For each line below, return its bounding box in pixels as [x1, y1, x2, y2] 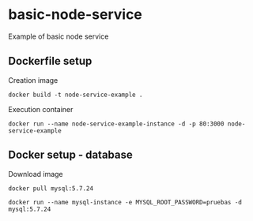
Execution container [8, 104, 74, 114]
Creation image [8, 75, 59, 84]
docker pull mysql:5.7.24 [8, 184, 93, 193]
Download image [8, 169, 63, 178]
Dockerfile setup [8, 54, 93, 68]
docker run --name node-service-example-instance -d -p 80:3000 [8, 120, 225, 128]
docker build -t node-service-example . [8, 91, 144, 99]
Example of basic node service [8, 32, 109, 41]
